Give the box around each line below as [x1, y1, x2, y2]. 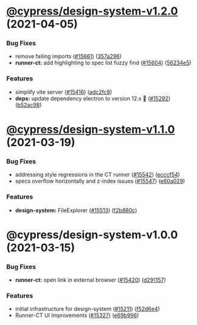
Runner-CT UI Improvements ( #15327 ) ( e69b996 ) [15, 312, 139, 319]
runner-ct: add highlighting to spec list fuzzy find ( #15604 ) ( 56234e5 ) [15, 59, 192, 66]
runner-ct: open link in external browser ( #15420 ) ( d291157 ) [15, 276, 166, 284]
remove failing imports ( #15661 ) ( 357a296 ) [15, 53, 122, 60]
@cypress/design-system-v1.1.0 [6, 122, 175, 136]
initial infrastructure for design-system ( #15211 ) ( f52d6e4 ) [15, 306, 160, 313]
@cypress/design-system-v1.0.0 [6, 228, 178, 242]
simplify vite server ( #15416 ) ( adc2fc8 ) [15, 88, 112, 96]
